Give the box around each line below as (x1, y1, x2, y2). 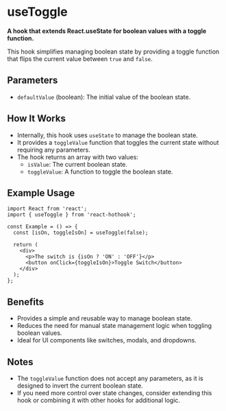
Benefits (7, 296, 45, 307)
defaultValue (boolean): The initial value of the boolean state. (16, 93, 191, 101)
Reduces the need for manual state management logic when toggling (16, 322, 212, 330)
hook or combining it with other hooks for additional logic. (16, 396, 180, 404)
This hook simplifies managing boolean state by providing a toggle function (7, 47, 220, 56)
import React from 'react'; (7, 205, 88, 213)
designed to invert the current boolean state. (16, 381, 144, 390)
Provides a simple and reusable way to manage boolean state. (16, 314, 192, 322)
